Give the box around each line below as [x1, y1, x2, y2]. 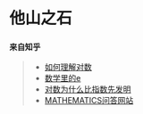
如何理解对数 [44, 61, 92, 72]
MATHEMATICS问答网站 [44, 95, 134, 106]
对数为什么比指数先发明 [44, 84, 131, 94]
